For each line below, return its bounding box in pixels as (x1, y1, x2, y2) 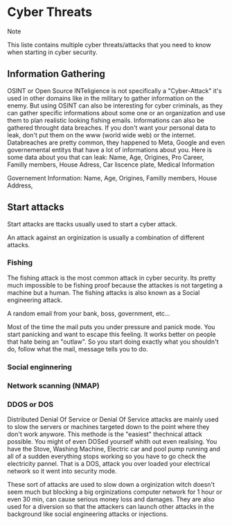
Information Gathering (7, 68, 106, 80)
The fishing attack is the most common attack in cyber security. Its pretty (7, 274, 216, 282)
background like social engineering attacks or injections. (7, 510, 168, 518)
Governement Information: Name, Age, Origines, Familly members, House (7, 174, 217, 182)
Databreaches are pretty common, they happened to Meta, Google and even (7, 138, 225, 147)
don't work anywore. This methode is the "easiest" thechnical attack (7, 430, 203, 438)
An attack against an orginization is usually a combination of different (7, 233, 205, 242)
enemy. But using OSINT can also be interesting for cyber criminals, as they (7, 101, 223, 110)
